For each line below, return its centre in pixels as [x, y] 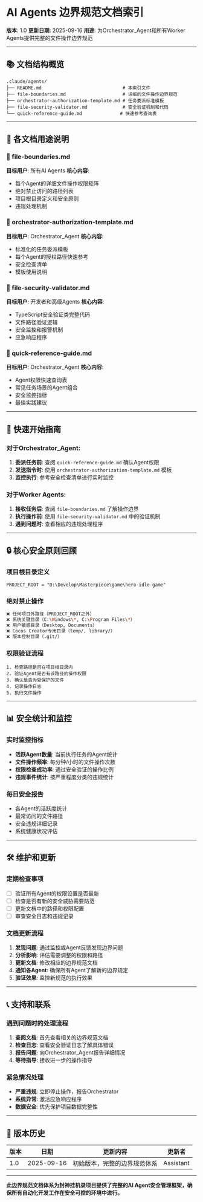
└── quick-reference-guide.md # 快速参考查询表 [82, 113]
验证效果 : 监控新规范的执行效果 [53, 978]
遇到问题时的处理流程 [37, 1023]
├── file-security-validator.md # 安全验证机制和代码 [88, 107]
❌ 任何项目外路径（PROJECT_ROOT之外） [50, 614]
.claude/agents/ [27, 81]
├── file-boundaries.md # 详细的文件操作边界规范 [92, 94]
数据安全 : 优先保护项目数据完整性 [56, 1106]
